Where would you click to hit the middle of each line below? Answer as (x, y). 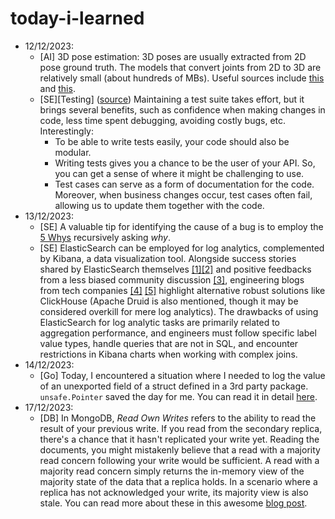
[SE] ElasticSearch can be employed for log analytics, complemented (182, 248)
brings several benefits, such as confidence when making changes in (182, 109)
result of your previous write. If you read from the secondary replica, (181, 428)
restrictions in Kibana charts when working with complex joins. (168, 354)
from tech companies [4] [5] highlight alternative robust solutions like (182, 290)
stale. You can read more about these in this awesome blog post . (173, 503)
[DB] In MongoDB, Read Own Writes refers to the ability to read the (178, 418)
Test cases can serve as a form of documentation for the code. (184, 184)
